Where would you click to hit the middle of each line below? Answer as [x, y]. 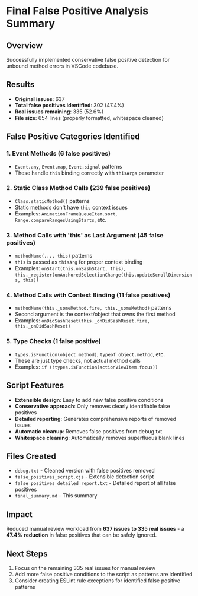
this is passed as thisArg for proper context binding [79, 262]
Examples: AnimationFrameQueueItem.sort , [66, 213]
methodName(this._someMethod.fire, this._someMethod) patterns [93, 308]
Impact [19, 514]
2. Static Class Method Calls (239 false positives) [78, 188]
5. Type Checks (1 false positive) [54, 341]
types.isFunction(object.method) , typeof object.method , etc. [90, 354]
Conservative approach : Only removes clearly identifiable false [92, 406]
